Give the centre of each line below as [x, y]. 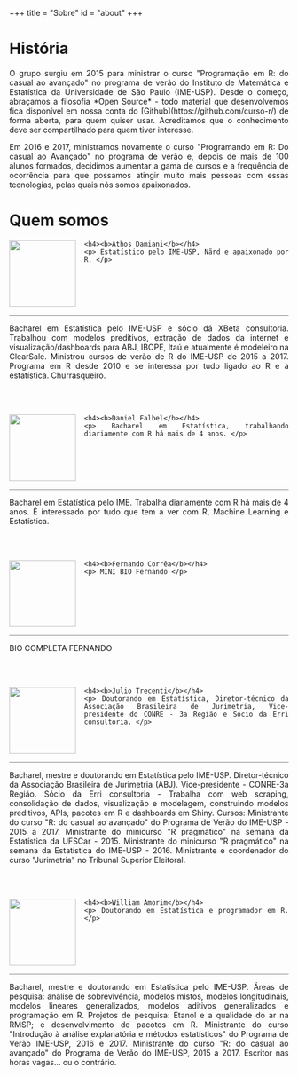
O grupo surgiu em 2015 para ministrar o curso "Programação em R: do [149, 73]
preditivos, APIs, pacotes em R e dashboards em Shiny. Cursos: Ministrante [149, 813]
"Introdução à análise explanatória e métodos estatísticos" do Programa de [149, 1033]
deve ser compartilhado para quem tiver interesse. [102, 130]
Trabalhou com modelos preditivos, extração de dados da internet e [149, 337]
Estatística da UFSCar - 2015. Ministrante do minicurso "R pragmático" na [149, 841]
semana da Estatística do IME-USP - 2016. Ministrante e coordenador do [149, 850]
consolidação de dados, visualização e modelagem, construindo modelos [149, 803]
